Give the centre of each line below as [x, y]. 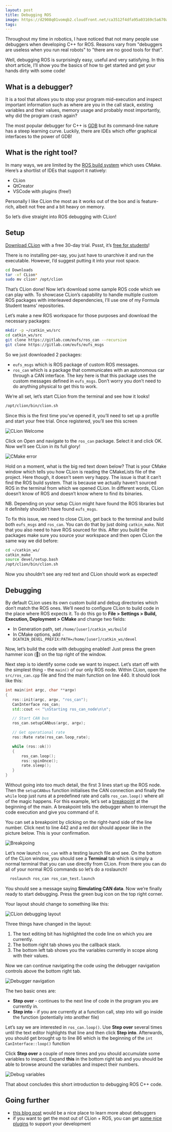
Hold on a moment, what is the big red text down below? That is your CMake [86, 466]
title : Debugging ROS [28, 15]
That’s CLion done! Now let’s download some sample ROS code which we [83, 289]
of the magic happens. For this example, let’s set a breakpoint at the [77, 801]
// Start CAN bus [31, 718]
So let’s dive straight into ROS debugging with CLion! [61, 217]
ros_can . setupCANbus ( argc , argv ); [49, 723]
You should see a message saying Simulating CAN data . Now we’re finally [84, 888]
